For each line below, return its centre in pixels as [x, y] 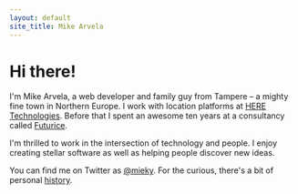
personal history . [41, 180]
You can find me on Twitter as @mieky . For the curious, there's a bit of [142, 170]
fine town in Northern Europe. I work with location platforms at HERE [138, 107]
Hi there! [43, 71]
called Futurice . [39, 126]
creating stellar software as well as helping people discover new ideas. [142, 153]
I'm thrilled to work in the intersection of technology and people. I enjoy [144, 143]
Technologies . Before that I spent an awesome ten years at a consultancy [147, 116]
